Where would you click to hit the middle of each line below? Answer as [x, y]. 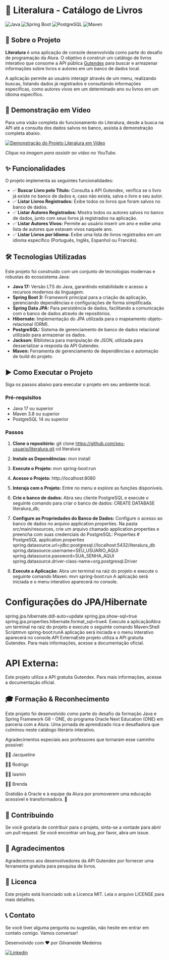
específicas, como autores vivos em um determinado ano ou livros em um [82, 89]
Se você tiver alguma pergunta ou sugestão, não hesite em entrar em [77, 927]
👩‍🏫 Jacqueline [20, 755]
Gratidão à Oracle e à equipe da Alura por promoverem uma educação [78, 794]
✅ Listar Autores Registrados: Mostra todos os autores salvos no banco [88, 213]
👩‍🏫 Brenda [16, 784]
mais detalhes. [20, 899]
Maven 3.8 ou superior [36, 414]
